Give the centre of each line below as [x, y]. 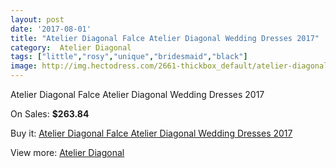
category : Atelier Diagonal [71, 47]
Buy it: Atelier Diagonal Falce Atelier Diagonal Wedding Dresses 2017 [151, 133]
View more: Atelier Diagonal [67, 152]
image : [24, 66]
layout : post [37, 19]
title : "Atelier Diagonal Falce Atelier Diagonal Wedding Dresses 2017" [165, 38]
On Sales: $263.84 [50, 114]
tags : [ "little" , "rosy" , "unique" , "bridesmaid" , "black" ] [129, 57]
